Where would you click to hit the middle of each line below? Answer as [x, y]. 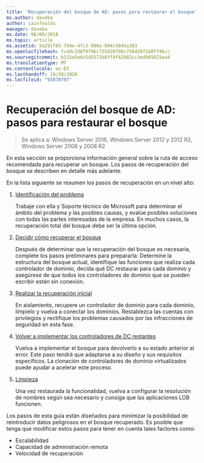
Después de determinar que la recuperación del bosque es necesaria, [103, 249]
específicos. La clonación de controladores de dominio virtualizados [101, 361]
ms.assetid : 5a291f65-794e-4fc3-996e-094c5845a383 [72, 46]
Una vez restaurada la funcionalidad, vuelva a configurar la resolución [103, 391]
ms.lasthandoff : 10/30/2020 [42, 74]
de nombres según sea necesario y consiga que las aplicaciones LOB [102, 398]
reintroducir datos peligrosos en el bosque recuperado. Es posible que [95, 422]
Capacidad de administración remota [62, 447]
